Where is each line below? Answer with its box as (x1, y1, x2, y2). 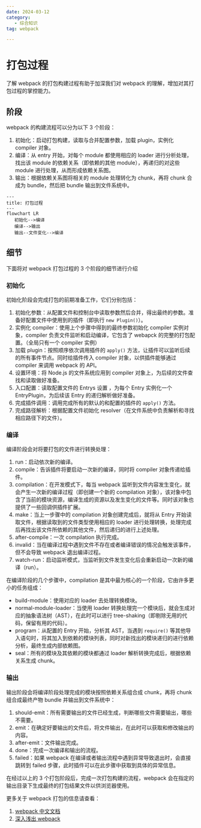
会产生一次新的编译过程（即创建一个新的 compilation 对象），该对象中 (14, 488, 187, 496)
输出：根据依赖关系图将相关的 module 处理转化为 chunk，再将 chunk (14, 174, 186, 181)
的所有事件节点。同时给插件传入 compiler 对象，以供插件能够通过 (14, 354, 177, 361)
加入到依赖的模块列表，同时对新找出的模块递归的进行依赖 (52, 635, 194, 642)
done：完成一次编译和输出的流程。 (14, 746, 102, 753)
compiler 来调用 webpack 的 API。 (14, 362, 100, 369)
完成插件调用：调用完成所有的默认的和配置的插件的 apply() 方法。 (14, 399, 179, 406)
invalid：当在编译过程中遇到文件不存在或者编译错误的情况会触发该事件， (14, 541, 194, 549)
